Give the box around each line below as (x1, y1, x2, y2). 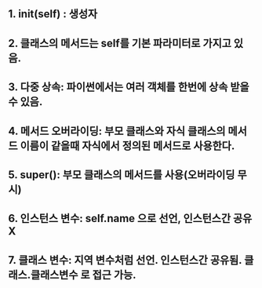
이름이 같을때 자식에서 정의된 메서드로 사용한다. (20, 139, 235, 152)
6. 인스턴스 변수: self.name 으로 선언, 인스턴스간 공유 (8, 212, 253, 225)
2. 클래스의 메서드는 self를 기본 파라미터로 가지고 (8, 36, 231, 49)
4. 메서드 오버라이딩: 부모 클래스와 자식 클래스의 (8, 124, 226, 137)
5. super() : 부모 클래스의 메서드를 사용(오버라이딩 (8, 168, 235, 181)
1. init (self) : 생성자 (8, 7, 98, 21)
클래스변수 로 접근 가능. (30, 268, 136, 281)
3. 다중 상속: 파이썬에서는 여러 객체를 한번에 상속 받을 (8, 81, 249, 94)
